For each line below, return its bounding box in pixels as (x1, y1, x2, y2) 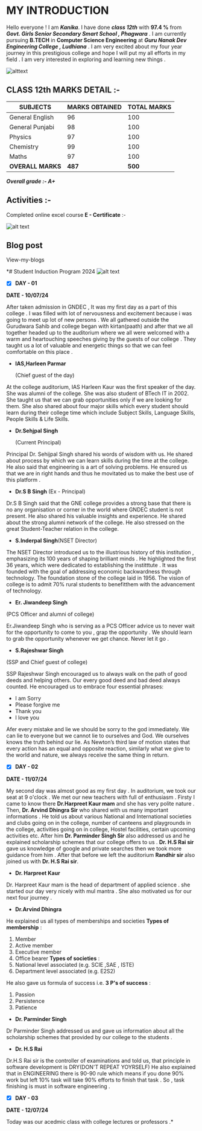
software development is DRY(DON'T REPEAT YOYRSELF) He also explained (6, 1063, 196, 1071)
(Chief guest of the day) (14, 372, 75, 379)
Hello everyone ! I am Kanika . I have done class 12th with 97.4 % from (6, 24, 182, 31)
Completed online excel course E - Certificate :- (6, 211, 127, 218)
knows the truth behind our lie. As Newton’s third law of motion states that (6, 739, 190, 746)
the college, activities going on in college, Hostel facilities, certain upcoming (6, 825, 196, 833)
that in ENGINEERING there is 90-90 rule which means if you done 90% (6, 1069, 185, 1077)
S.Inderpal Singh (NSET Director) (14, 537, 98, 544)
